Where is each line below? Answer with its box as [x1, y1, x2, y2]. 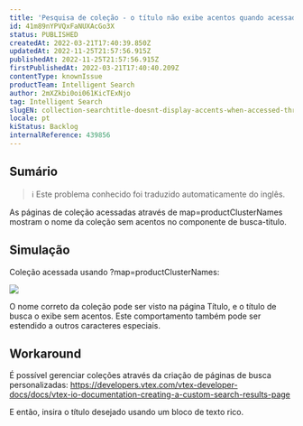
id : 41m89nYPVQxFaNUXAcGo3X [9, 22, 115, 31]
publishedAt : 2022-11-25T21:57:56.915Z [9, 55, 160, 64]
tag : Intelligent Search [9, 97, 103, 106]
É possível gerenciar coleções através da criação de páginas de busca [9, 370, 272, 381]
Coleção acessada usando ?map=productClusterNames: [9, 266, 220, 277]
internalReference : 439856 [9, 131, 111, 140]
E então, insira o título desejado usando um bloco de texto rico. [9, 407, 244, 418]
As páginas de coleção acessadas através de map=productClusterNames [9, 207, 283, 218]
